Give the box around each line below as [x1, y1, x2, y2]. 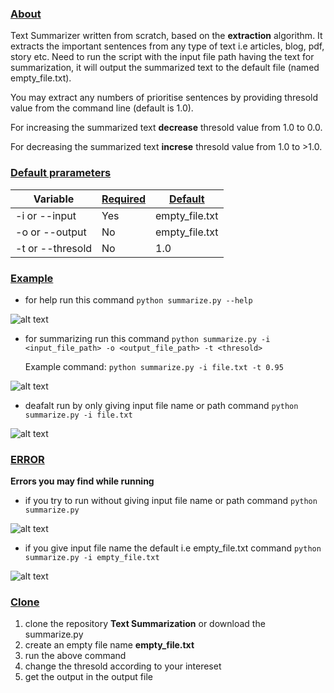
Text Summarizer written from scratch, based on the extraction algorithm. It [10, 30, 323, 42]
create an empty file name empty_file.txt [24, 639, 195, 651]
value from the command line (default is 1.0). [10, 102, 194, 114]
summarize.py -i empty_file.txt [24, 553, 160, 563]
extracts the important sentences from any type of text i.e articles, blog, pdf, [10, 40, 325, 52]
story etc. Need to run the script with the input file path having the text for [10, 51, 315, 63]
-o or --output [15, 225, 87, 239]
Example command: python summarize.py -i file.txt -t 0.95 [24, 360, 284, 372]
